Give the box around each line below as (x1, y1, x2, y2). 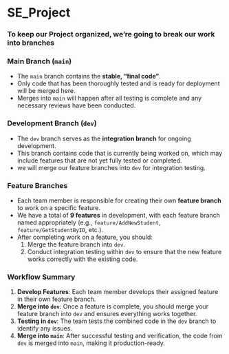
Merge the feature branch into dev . (27, 240, 126, 249)
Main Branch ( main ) (7, 56, 72, 66)
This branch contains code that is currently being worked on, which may (17, 149, 223, 157)
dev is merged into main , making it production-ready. (17, 339, 165, 347)
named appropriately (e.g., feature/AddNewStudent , (17, 218, 161, 227)
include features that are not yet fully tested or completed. (17, 156, 182, 165)
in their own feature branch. (17, 295, 96, 304)
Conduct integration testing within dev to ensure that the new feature (27, 248, 222, 256)
